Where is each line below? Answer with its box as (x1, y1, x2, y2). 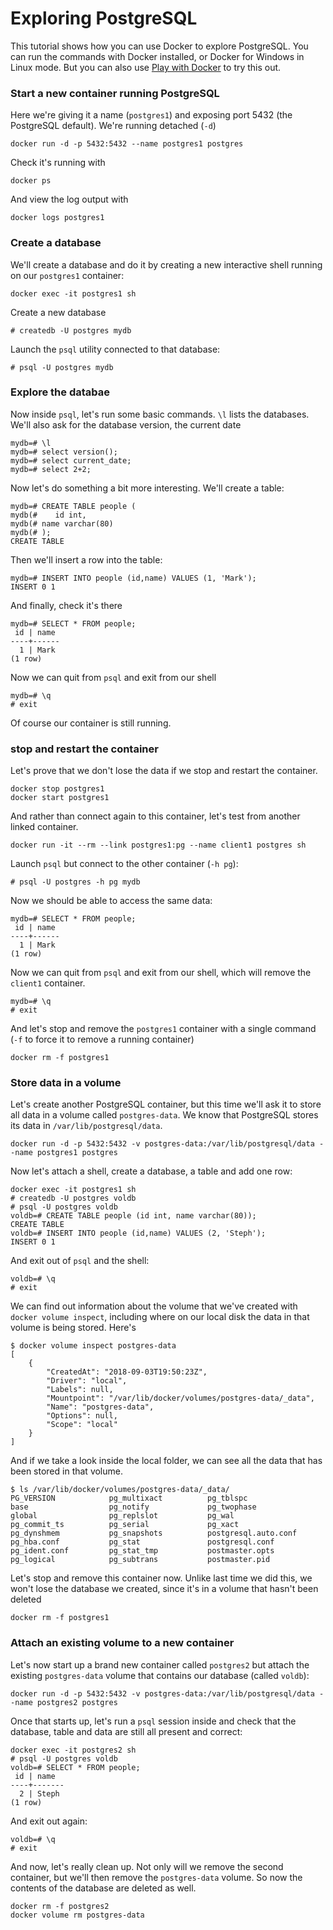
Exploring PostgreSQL (10, 7, 198, 30)
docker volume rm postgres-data (10, 1910, 145, 1920)
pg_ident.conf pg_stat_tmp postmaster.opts (10, 1546, 275, 1556)
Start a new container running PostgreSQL (10, 86, 220, 100)
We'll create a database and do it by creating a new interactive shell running (10, 258, 323, 271)
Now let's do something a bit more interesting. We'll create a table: (10, 482, 285, 494)
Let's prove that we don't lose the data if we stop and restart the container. (10, 765, 318, 777)
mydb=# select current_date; (10, 455, 132, 466)
